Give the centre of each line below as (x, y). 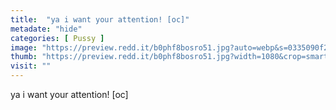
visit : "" (31, 66)
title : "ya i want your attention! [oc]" (100, 19)
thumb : (24, 57)
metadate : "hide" (46, 29)
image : (24, 47)
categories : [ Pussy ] (57, 38)
